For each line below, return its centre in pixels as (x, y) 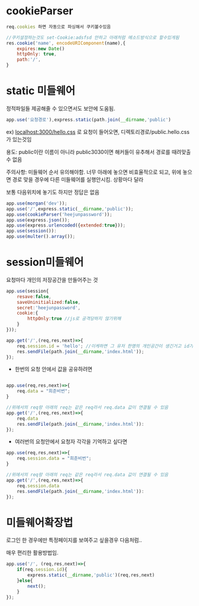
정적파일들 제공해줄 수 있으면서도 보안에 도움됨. (61, 109)
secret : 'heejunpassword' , (49, 307)
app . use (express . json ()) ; (38, 220)
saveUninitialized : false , (49, 302)
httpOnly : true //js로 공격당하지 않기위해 (74, 319)
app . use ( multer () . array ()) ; (41, 237)
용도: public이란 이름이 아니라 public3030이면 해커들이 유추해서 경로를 (88, 152)
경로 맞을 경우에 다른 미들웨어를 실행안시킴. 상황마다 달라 (78, 179)
